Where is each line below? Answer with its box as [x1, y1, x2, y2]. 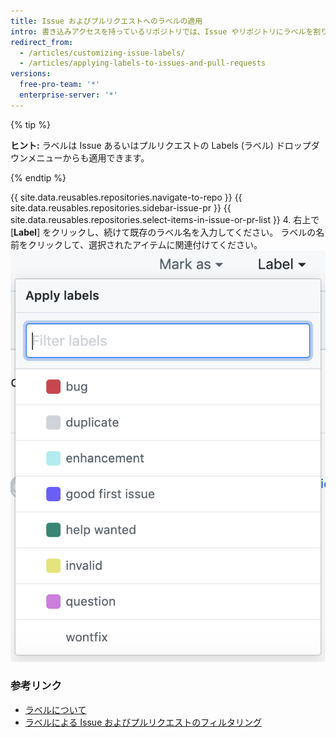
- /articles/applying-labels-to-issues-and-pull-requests [19, 58, 267, 69]
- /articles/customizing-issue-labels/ [19, 48, 186, 58]
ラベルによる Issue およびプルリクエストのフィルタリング [24, 716, 262, 728]
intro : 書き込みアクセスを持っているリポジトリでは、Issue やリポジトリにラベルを [10, 26, 314, 37]
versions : [10, 69, 52, 79]
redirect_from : [10, 37, 74, 47]
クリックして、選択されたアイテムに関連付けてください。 [27, 238, 263, 250]
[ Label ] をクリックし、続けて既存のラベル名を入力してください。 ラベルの [10, 226, 317, 238]
